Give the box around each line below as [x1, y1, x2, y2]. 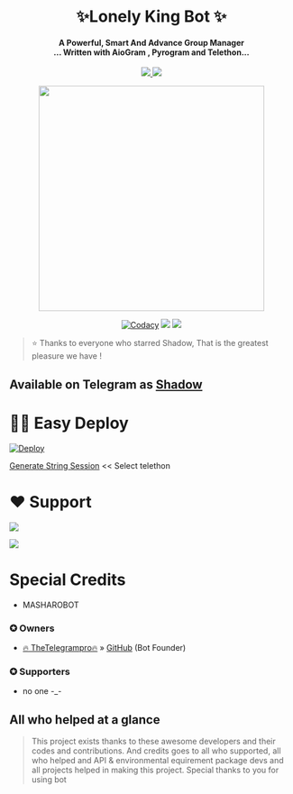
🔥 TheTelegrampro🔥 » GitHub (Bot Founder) [22, 642, 187, 653]
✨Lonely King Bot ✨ [76, 6, 227, 27]
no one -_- [22, 686, 62, 697]
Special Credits [9, 570, 126, 589]
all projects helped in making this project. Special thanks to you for [31, 764, 279, 775]
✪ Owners [9, 622, 55, 634]
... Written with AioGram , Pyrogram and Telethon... [53, 47, 250, 58]
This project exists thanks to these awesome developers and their [31, 736, 277, 746]
